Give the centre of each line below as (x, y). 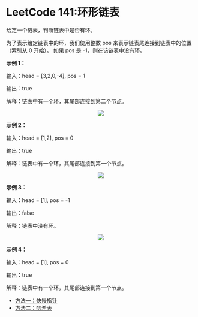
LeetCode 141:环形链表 (63, 12)
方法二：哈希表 (33, 308)
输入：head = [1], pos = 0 (37, 262)
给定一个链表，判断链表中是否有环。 (51, 30)
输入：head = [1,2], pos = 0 (40, 138)
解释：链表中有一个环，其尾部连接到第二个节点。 (67, 101)
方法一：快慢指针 (36, 300)
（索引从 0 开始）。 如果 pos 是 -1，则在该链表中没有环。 (76, 50)
